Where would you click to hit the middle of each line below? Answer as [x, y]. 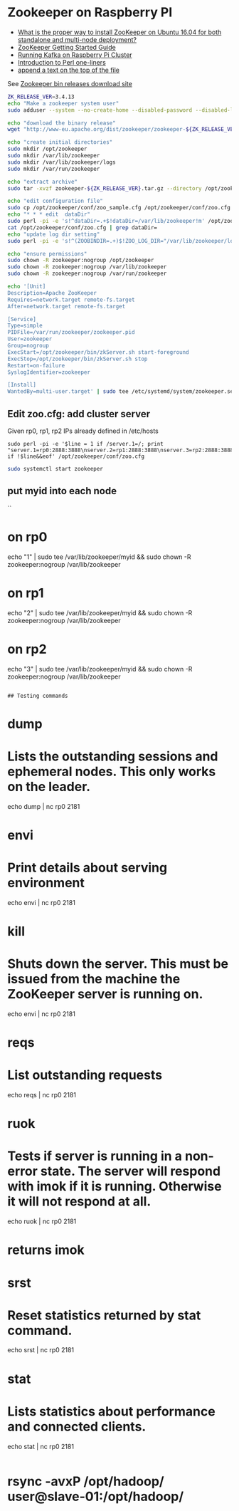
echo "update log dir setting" [54, 234]
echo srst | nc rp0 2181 [41, 1350]
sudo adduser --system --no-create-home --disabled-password [100, 110]
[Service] [22, 319]
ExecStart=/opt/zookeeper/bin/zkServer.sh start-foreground [99, 352]
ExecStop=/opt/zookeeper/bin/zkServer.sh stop [78, 359]
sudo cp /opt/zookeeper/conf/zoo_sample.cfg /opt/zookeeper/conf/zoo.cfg [119, 208]
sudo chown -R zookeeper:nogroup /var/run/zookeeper [87, 274]
